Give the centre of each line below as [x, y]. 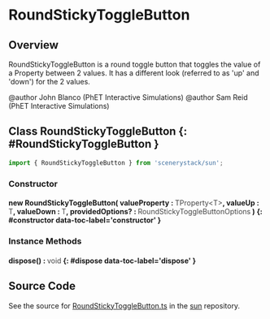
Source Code [42, 286]
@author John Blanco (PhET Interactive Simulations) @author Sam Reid [128, 97]
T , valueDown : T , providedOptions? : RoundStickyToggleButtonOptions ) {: [135, 212]
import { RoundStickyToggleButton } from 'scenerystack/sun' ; [116, 163]
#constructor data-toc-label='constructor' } [85, 220]
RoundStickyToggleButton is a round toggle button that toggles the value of [135, 64]
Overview [34, 45]
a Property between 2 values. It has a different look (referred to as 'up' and [134, 73]
